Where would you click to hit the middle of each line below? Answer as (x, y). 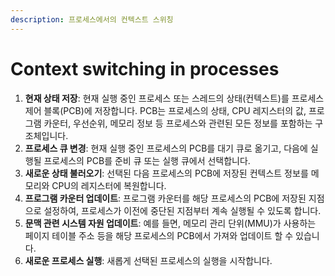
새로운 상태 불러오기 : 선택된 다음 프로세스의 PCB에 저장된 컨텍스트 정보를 (166, 173)
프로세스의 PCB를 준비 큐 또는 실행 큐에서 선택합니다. (147, 160)
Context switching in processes (145, 68)
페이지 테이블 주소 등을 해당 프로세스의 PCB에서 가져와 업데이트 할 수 (159, 235)
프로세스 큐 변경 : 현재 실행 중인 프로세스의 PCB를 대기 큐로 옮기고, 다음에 (166, 148)
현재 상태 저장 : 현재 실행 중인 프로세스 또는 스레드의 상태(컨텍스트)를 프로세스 (174, 98)
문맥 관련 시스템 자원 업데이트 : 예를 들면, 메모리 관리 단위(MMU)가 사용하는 (170, 223)
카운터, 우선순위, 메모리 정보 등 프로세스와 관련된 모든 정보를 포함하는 (178, 123)
